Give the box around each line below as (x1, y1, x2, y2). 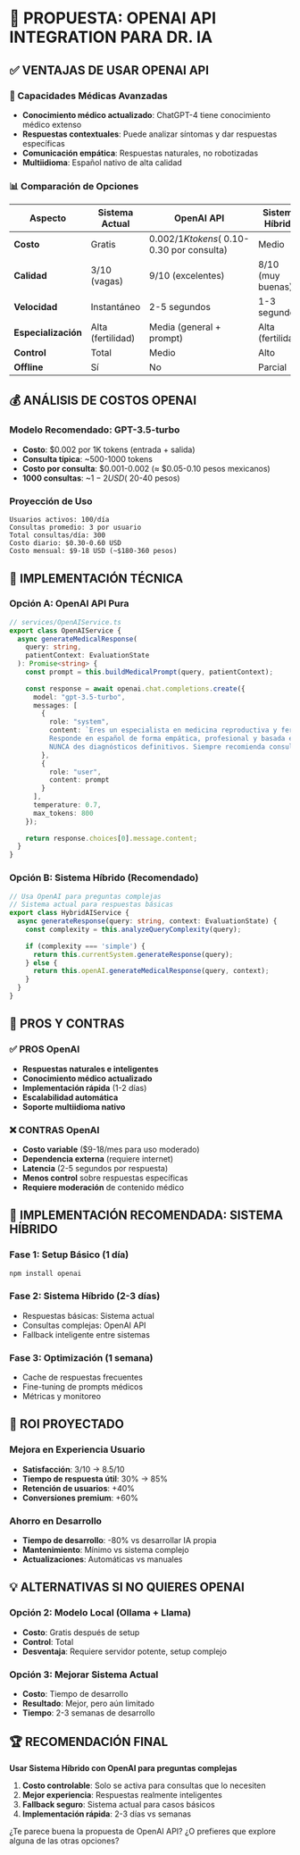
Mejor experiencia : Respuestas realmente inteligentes (21, 1789, 223, 1800)
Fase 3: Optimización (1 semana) (9, 1351, 154, 1364)
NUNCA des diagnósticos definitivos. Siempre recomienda (48, 742, 266, 751)
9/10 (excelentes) (148, 270, 225, 282)
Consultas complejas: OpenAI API (21, 1320, 146, 1330)
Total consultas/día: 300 (9, 531, 105, 540)
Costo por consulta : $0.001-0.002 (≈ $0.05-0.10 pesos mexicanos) (21, 463, 271, 474)
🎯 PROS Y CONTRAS (9, 1016, 125, 1031)
